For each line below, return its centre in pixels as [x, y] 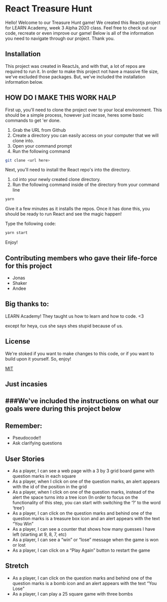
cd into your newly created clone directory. [57, 180]
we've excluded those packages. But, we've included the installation [75, 77]
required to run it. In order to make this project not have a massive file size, [82, 71]
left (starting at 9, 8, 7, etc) [39, 535]
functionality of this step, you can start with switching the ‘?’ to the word [86, 503]
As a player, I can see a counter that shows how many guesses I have [84, 529]
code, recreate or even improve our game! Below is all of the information [80, 33]
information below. [24, 82]
